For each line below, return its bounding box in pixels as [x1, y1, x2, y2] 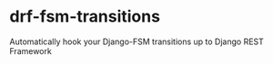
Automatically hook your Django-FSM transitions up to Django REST [9, 36, 264, 47]
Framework [9, 45, 52, 56]
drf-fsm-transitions [9, 6, 161, 27]
